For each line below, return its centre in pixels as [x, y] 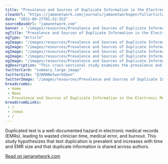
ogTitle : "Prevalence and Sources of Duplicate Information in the [77, 33]
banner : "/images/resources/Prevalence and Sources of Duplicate [76, 28]
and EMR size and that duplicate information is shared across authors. [77, 146]
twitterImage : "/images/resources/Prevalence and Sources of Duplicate [81, 79]
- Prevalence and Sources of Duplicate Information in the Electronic [82, 98]
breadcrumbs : [19, 84]
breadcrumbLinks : [23, 103]
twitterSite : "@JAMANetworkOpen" [40, 75]
